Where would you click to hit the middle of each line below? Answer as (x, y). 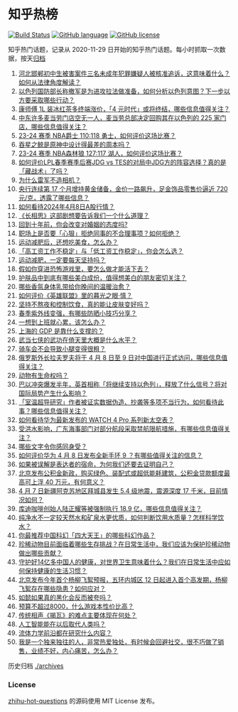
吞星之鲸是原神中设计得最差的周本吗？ (74, 144)
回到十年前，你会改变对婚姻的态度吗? (73, 224)
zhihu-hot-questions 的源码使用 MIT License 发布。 (83, 701)
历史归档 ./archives (36, 666)
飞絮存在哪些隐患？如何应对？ (62, 588)
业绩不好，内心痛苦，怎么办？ (75, 650)
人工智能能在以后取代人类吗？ (62, 624)
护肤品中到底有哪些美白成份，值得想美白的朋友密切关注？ (102, 277)
